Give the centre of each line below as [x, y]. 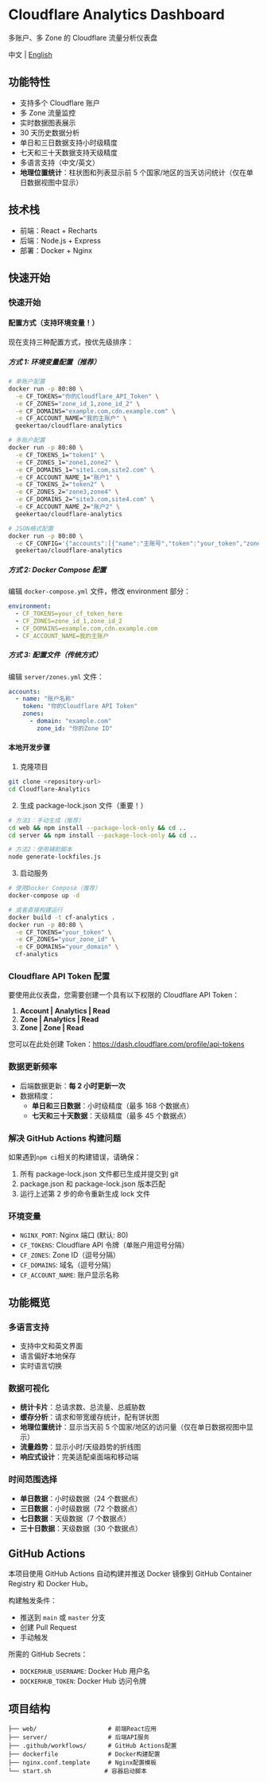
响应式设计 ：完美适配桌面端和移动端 [79, 1457]
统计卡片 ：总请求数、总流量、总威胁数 [82, 1407]
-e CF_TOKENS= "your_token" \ [64, 932]
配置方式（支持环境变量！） [54, 323]
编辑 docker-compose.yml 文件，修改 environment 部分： [100, 591]
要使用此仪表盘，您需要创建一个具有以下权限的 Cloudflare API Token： [124, 995]
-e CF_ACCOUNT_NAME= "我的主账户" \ [71, 418]
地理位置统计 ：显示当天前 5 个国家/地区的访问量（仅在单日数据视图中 [133, 1427]
